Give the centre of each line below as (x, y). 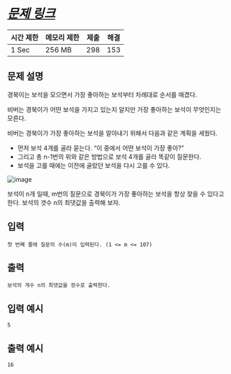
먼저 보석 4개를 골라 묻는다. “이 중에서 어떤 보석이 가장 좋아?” (100, 148)
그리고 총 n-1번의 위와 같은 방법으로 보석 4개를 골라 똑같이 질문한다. (109, 157)
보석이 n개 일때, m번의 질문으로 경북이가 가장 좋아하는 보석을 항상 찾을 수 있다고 (116, 194)
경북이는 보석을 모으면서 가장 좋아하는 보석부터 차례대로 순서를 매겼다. (102, 94)
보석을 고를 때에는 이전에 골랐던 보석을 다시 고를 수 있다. (94, 165)
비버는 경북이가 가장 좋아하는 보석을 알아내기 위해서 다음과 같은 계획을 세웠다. (112, 133)
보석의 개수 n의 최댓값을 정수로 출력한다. (59, 286)
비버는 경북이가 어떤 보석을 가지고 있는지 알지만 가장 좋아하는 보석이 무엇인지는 (114, 109)
